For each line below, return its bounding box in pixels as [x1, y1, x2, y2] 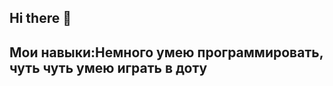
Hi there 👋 [9, 10, 72, 27]
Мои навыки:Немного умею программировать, [9, 44, 324, 61]
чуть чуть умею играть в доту [9, 59, 208, 76]
